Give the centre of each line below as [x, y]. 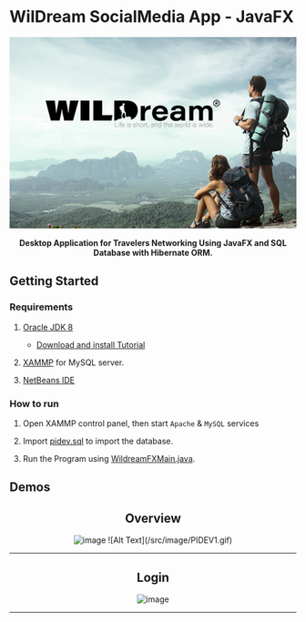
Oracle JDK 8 [48, 327]
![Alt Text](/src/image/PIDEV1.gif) [170, 540]
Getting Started [54, 281]
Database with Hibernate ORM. [153, 252]
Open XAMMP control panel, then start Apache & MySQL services [141, 423]
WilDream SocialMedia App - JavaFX [152, 17]
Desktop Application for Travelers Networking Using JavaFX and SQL [153, 242]
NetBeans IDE [49, 380]
